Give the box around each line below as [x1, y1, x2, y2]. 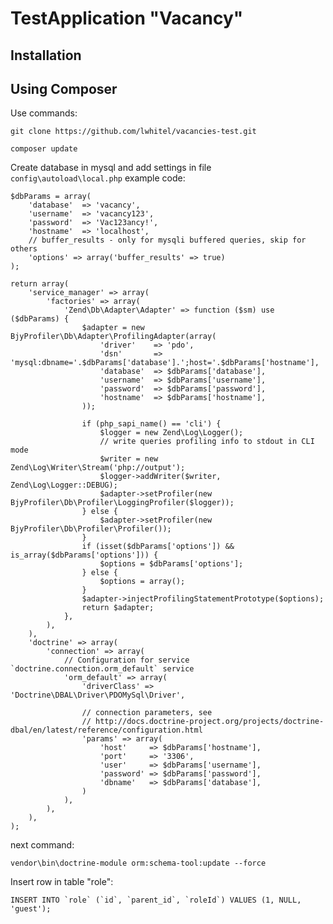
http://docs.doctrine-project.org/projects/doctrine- [95, 717, 325, 727]
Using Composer [10, 80, 118, 97]
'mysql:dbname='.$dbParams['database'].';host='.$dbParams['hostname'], [10, 358, 320, 368]
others [10, 244, 38, 254]
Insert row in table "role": [10, 876, 114, 888]
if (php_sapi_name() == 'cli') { [81, 419, 222, 429]
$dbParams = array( [10, 192, 92, 202]
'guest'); [10, 904, 52, 914]
